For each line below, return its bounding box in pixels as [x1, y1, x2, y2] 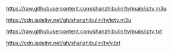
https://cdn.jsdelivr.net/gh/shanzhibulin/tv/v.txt [6, 40, 121, 46]
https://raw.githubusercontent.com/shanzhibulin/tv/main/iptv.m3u [6, 5, 167, 12]
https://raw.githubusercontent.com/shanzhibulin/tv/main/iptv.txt [6, 28, 162, 35]
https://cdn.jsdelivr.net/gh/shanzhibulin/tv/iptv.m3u [6, 17, 132, 23]
